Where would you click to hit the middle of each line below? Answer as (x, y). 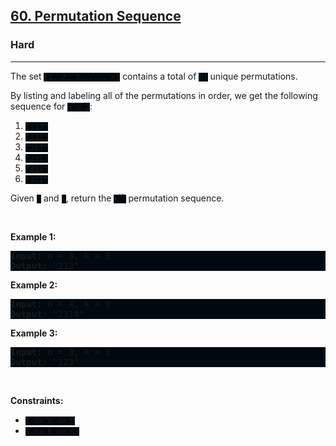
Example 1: (33, 236)
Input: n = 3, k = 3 (61, 255)
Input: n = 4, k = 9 (61, 303)
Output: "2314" (47, 313)
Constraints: (37, 400)
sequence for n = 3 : (51, 106)
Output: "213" (45, 265)
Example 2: (34, 285)
